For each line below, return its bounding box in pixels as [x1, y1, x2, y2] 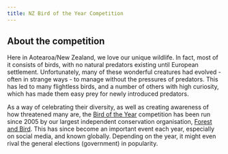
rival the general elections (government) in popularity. [7, 140, 158, 148]
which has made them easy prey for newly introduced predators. [7, 90, 189, 98]
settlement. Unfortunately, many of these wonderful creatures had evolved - [7, 68, 222, 76]
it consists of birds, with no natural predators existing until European [7, 61, 199, 69]
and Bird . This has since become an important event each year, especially [7, 125, 215, 133]
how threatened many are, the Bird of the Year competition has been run [7, 110, 211, 118]
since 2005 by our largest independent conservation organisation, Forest [7, 118, 213, 126]
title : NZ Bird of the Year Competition [7, 10, 124, 17]
